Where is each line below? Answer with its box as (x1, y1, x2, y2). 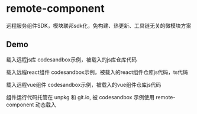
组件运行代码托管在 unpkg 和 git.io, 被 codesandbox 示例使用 (6, 93, 155, 100)
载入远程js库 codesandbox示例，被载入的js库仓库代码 (6, 56, 137, 63)
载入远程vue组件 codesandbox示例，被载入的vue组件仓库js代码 (6, 81, 162, 88)
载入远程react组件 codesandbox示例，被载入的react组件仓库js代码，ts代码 (6, 69, 188, 76)
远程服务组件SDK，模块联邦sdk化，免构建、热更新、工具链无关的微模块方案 (6, 22, 192, 29)
